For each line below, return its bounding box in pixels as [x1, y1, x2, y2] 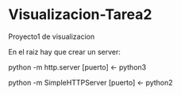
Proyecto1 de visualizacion [8, 32, 95, 41]
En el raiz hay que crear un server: [8, 47, 121, 56]
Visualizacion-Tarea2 [8, 6, 152, 24]
